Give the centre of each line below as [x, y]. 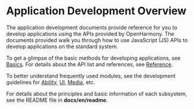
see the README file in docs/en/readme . [57, 100]
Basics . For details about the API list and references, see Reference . [90, 64]
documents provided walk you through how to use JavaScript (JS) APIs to [97, 40]
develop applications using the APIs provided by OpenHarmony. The [90, 33]
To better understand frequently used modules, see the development [91, 76]
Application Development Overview [96, 11]
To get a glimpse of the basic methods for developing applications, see [93, 58]
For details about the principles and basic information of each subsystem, [97, 94]
